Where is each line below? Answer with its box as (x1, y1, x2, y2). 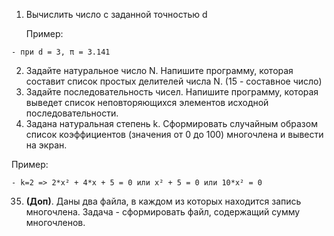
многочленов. (25, 217, 86, 228)
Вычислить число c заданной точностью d (25, 9, 208, 20)
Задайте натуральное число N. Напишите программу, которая (25, 65, 294, 76)
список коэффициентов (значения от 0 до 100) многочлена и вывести (25, 129, 324, 140)
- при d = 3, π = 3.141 (11, 47, 111, 57)
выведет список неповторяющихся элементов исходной (25, 97, 269, 108)
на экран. (25, 139, 68, 151)
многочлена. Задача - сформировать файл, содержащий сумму (25, 206, 301, 218)
